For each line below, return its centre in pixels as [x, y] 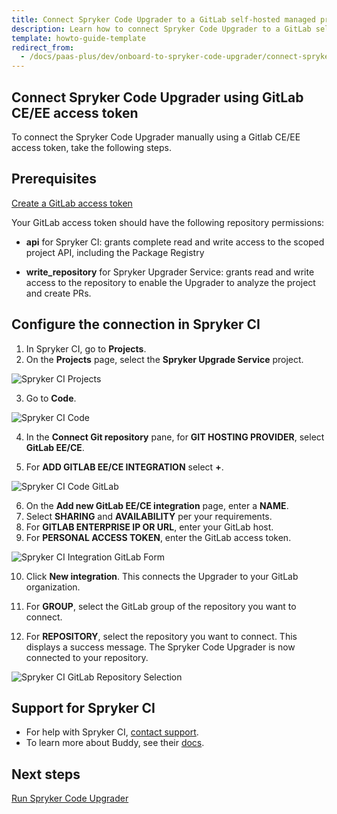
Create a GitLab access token [72, 203]
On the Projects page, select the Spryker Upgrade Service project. [164, 359]
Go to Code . [51, 398]
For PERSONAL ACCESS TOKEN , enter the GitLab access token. [158, 537]
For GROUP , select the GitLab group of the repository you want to [161, 606]
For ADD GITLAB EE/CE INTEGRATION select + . [124, 467]
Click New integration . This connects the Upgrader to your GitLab [162, 576]
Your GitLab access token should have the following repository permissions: [168, 222]
